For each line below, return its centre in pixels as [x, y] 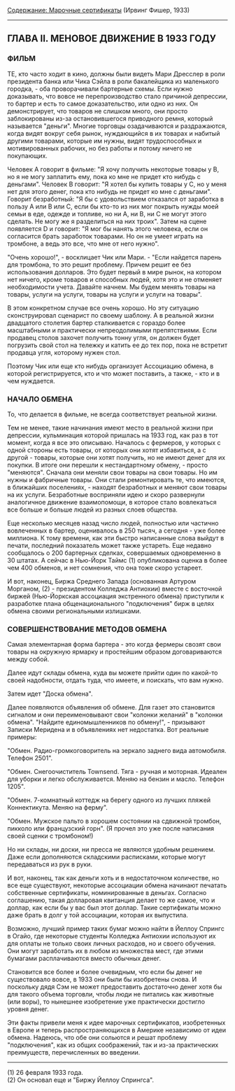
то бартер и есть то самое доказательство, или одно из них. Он [102, 104]
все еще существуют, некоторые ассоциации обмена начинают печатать [117, 885]
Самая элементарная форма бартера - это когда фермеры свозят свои [114, 645]
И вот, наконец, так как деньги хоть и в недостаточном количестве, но [113, 878]
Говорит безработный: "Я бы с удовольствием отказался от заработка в [116, 199]
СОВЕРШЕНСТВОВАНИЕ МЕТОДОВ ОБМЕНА [87, 629]
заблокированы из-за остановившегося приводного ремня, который [110, 118]
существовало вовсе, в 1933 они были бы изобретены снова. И [102, 980]
